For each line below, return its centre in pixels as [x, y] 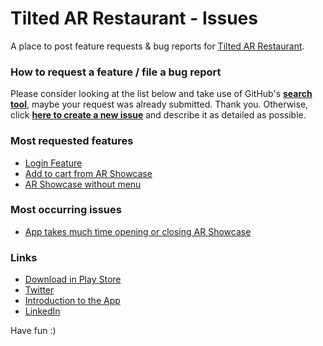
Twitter [39, 290]
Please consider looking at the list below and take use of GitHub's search [161, 94]
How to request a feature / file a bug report [116, 72]
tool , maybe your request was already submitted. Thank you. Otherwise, [159, 104]
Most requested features [72, 141]
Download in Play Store [73, 279]
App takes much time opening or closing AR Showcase [138, 231]
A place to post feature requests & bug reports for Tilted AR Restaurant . [157, 46]
